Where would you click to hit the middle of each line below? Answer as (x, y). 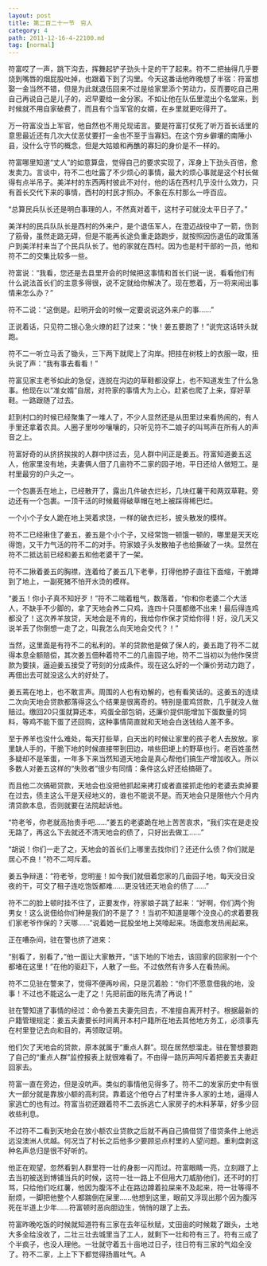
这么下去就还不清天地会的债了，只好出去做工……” (123, 832)
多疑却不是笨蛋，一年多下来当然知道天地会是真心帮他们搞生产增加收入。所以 (133, 759)
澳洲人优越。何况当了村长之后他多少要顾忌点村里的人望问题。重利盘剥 (137, 1141)
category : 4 (28, 30)
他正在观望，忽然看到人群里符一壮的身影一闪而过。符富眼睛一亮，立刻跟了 (130, 1168)
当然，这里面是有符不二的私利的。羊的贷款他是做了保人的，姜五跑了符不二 (130, 645)
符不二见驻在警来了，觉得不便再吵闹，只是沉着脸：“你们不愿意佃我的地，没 (132, 983)
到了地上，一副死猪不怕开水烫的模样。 (71, 581)
